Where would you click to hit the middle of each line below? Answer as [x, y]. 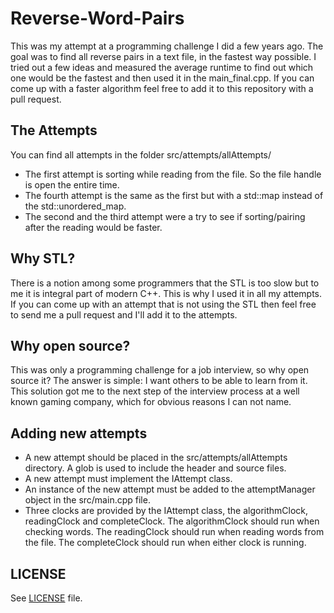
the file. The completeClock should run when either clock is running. [165, 543]
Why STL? [43, 258]
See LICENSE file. [46, 598]
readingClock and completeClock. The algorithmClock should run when [172, 521]
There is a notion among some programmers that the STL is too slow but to [165, 283]
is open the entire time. [72, 184]
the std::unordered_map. [75, 206]
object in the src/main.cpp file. [87, 500]
